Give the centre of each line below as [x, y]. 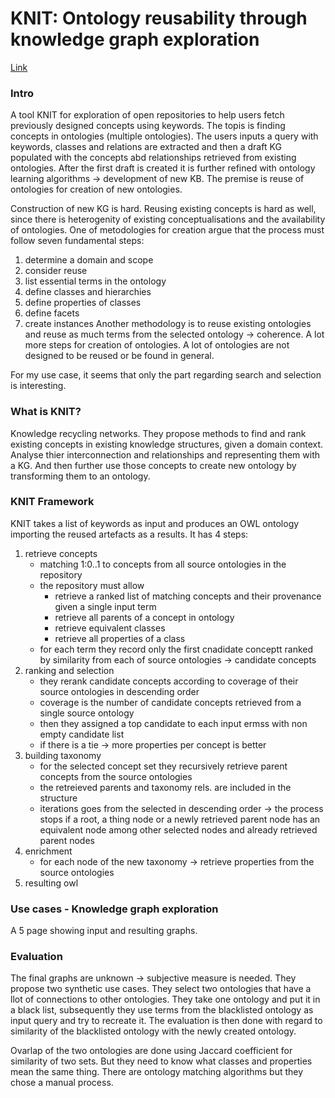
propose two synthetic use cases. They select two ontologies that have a [161, 989]
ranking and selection [69, 670]
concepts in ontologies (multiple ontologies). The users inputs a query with [164, 136]
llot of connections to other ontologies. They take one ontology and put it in [165, 999]
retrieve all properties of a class [120, 638]
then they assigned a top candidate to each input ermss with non [173, 723]
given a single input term [105, 606]
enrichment [48, 851]
